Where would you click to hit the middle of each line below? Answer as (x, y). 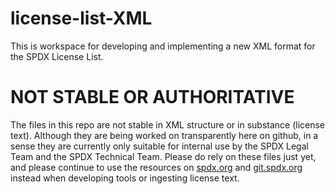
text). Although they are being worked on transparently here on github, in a (164, 135)
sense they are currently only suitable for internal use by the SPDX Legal (159, 146)
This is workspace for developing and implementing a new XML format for (163, 46)
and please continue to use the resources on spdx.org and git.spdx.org (156, 167)
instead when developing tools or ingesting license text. (125, 178)
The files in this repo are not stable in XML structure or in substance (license (168, 124)
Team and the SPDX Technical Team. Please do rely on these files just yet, (163, 156)
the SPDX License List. (57, 56)
